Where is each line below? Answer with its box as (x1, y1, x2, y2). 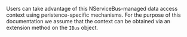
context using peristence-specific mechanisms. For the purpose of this (6, 11, 181, 18)
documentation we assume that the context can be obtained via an (6, 18, 171, 24)
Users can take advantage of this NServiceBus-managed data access (6, 5, 178, 12)
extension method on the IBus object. (6, 24, 99, 31)
